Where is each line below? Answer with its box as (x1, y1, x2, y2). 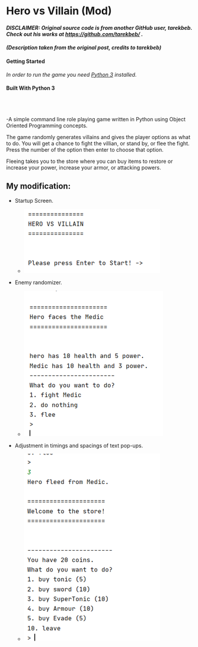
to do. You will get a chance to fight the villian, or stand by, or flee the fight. (6, 140, 190, 147)
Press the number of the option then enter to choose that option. (6, 146, 164, 153)
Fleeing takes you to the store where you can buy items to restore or (6, 158, 173, 165)
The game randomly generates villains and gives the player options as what (6, 133, 191, 140)
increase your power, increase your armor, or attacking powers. (6, 164, 161, 171)
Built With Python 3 (6, 84, 55, 92)
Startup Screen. (14, 197, 53, 204)
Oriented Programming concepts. (6, 122, 88, 129)
